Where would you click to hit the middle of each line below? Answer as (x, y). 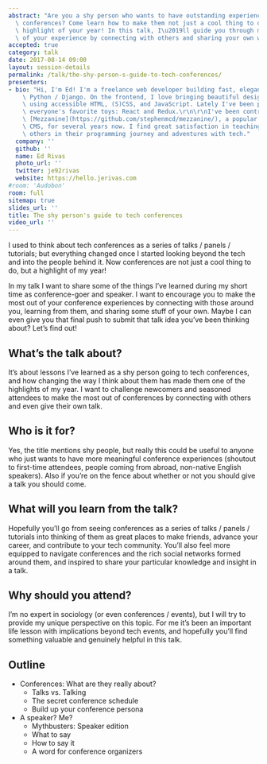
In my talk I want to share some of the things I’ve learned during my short (128, 286)
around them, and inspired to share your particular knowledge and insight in (132, 562)
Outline (27, 665)
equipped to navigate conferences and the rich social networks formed (124, 553)
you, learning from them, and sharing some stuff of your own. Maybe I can (130, 312)
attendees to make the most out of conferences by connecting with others (130, 398)
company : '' (35, 141)
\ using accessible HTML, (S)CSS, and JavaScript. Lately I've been (138, 104)
